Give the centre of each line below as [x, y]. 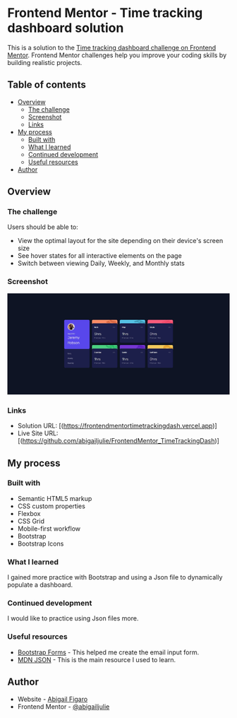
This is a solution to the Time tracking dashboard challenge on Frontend [112, 47]
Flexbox [29, 513]
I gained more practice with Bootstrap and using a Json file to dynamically [115, 577]
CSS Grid [31, 521]
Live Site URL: [38, 433]
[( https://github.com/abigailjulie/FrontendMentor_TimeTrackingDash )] [119, 441]
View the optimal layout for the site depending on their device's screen [120, 241]
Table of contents [47, 85]
